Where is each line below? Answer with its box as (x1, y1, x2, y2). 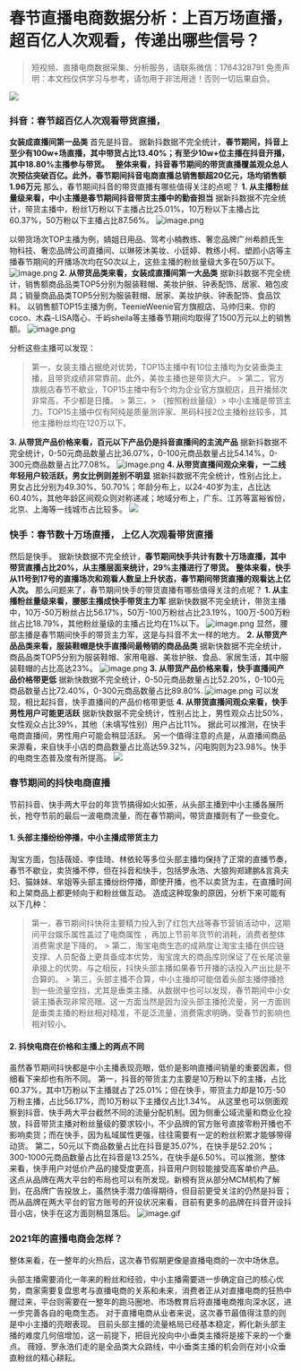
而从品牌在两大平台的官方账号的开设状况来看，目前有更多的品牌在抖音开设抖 (9, 1197, 292, 1208)
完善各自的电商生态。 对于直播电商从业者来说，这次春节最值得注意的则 (24, 1307, 287, 1318)
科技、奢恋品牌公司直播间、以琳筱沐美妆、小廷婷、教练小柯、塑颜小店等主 (16, 246, 292, 256)
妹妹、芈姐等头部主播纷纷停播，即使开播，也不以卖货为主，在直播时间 (32, 876, 292, 887)
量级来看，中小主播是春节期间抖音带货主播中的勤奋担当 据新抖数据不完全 (9, 193, 279, 203)
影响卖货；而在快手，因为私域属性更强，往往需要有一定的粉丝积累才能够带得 (9, 1130, 292, 1141)
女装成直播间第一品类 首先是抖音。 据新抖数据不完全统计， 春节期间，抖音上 (9, 136, 288, 148)
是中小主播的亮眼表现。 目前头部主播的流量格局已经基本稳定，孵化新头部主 (9, 1318, 287, 1329)
